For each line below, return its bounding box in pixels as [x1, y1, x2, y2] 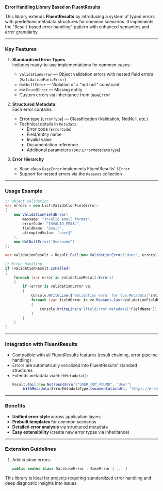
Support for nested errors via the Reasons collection [19, 171, 122, 177]
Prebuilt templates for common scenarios [12, 419, 97, 424]
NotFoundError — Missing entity [19, 87, 82, 93]
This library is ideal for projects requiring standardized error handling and [5, 475, 152, 481]
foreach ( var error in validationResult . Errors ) [14, 275, 114, 280]
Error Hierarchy [12, 157, 44, 162]
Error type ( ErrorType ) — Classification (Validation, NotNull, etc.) [19, 116, 148, 122]
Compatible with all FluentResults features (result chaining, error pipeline [12, 352, 158, 358]
